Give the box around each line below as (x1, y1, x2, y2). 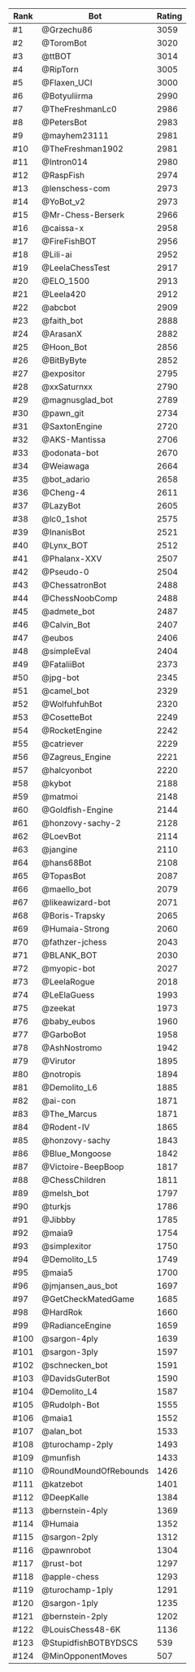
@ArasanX (41, 329, 83, 339)
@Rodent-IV (41, 1122, 90, 1133)
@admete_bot (41, 606, 95, 617)
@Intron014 (41, 156, 88, 168)
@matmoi (41, 791, 79, 802)
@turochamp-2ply (41, 1439, 114, 1450)
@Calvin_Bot (41, 619, 91, 630)
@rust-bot (41, 1558, 83, 1569)
